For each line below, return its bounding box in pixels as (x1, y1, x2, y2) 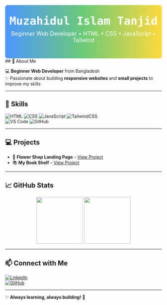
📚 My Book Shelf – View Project (12, 159, 80, 165)
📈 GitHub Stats (5, 181, 54, 190)
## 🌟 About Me (5, 58, 36, 64)
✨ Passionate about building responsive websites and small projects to (5, 75, 153, 81)
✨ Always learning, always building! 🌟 (5, 294, 85, 301)
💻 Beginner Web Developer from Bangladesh (5, 68, 100, 74)
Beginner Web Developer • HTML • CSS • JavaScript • (11, 30, 156, 37)
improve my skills (5, 81, 41, 87)
